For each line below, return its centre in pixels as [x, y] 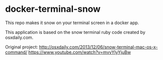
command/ [16, 52]
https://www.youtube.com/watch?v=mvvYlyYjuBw [80, 52]
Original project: [22, 47]
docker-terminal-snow [53, 9]
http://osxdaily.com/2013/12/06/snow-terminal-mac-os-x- [98, 47]
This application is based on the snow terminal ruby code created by [75, 32]
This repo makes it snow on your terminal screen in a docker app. [72, 23]
